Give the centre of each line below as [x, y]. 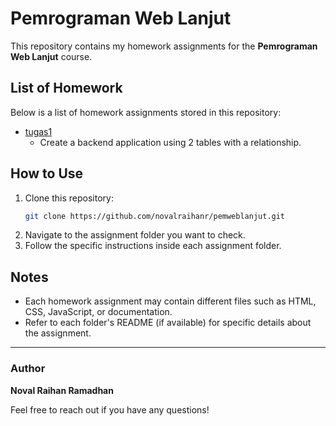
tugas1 [38, 131]
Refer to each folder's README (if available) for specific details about [168, 323]
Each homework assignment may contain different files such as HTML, [170, 301]
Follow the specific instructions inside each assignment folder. [153, 246]
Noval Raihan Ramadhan [62, 390]
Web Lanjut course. [51, 56]
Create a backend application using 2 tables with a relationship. [170, 142]
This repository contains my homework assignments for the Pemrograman [164, 46]
